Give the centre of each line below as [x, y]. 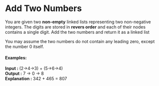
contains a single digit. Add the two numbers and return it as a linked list [77, 32]
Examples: [16, 57]
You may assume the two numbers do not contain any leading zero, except [80, 41]
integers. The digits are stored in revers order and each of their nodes [75, 27]
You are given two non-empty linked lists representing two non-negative [78, 22]
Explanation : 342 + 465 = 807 [36, 79]
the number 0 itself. [25, 46]
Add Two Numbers [44, 8]
